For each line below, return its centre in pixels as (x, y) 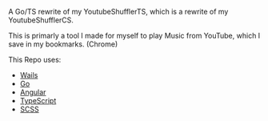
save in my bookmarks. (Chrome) (63, 44)
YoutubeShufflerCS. (41, 20)
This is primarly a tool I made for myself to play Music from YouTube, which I (134, 36)
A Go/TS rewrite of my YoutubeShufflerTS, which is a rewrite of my (118, 12)
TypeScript (38, 101)
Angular (33, 92)
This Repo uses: (35, 60)
